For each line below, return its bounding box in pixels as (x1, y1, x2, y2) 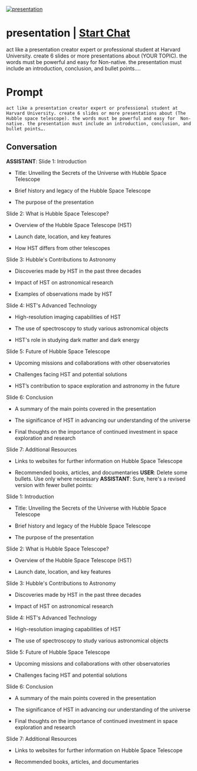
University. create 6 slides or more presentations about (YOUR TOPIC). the (6, 52, 188, 59)
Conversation (6, 142, 57, 152)
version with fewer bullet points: (14, 481, 93, 488)
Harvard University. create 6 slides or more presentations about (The (6, 110, 186, 116)
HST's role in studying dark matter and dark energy (14, 336, 140, 343)
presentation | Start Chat (6, 27, 131, 40)
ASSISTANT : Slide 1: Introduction (6, 158, 87, 165)
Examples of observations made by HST (14, 290, 113, 297)
